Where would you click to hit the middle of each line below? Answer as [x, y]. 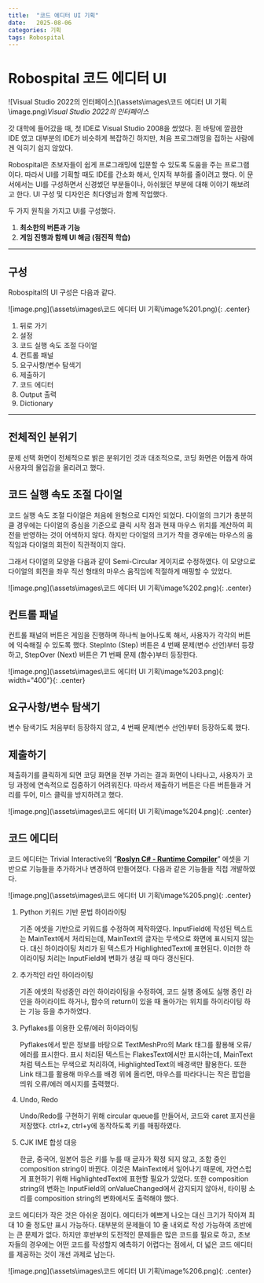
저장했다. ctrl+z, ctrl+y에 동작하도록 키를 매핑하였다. [100, 1125]
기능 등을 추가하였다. [60, 1011]
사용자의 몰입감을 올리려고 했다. [57, 467]
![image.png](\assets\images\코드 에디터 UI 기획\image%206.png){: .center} [130, 1270]
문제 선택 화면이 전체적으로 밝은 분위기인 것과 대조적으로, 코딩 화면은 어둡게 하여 [131, 457]
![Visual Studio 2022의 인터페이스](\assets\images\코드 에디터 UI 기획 [118, 102]
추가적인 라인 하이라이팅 [57, 974]
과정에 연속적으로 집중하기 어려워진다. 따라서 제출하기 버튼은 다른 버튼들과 [130, 785]
